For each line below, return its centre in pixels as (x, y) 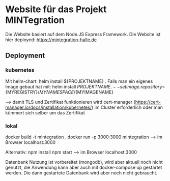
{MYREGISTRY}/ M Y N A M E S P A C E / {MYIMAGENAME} (59, 92)
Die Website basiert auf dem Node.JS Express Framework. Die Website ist (83, 34)
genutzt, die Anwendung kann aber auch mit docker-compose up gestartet (84, 167)
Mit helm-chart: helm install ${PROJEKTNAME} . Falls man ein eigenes (79, 81)
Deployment (25, 56)
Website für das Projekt (56, 9)
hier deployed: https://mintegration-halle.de (51, 40)
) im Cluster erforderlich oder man (127, 107)
